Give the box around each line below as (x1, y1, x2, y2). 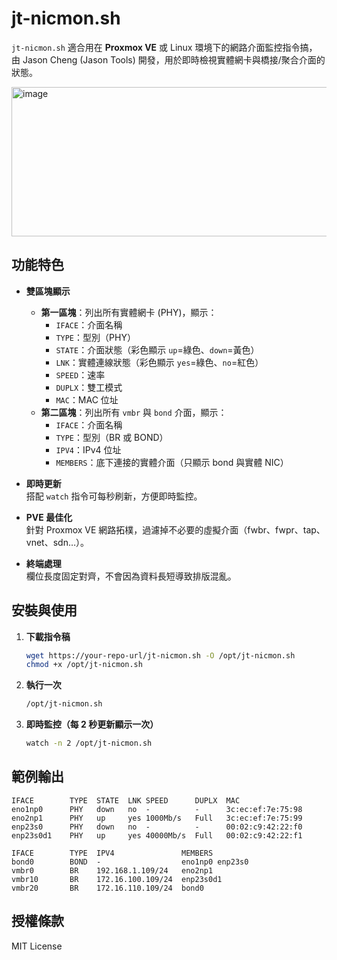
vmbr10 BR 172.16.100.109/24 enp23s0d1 (11, 874, 223, 884)
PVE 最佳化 (25, 511, 73, 523)
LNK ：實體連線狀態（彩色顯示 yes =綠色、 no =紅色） (55, 356, 264, 368)
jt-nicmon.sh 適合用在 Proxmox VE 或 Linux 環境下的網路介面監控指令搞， (11, 41, 318, 53)
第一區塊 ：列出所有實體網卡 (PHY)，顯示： (40, 306, 218, 318)
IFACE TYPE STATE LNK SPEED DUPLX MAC (11, 795, 241, 806)
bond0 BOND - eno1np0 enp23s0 (11, 857, 249, 867)
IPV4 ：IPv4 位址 (55, 443, 122, 456)
